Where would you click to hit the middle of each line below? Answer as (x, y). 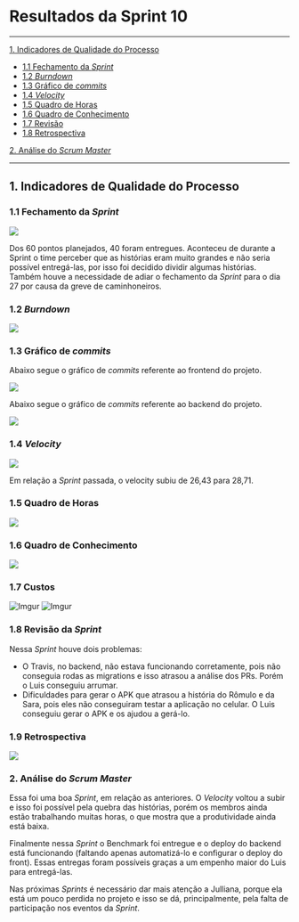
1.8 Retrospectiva (54, 133)
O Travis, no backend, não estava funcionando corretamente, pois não (151, 666)
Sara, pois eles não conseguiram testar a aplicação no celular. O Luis (149, 704)
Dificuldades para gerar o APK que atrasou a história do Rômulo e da (148, 694)
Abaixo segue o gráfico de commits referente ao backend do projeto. (136, 404)
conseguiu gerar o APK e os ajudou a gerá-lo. (106, 714)
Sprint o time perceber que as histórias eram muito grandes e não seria (140, 257)
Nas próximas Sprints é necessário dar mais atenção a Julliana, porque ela (146, 889)
